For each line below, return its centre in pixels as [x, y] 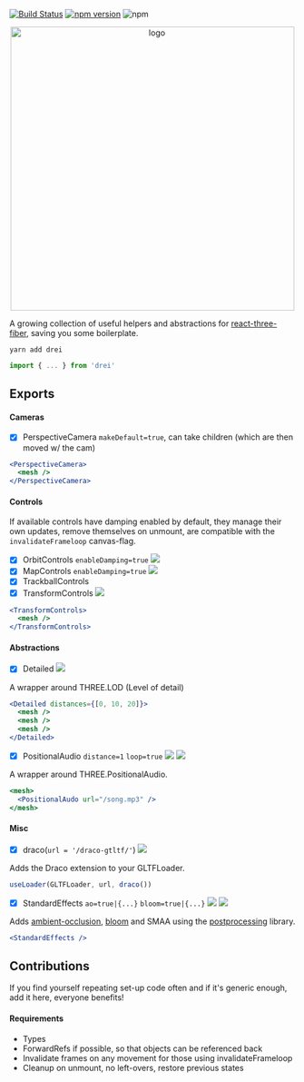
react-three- [254, 323]
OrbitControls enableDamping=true [86, 560]
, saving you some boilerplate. [82, 333]
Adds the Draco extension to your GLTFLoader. [97, 868]
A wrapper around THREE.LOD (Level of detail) [97, 687]
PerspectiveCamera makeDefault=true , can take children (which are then [157, 437]
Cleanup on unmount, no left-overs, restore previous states [133, 1067]
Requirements [37, 1018]
